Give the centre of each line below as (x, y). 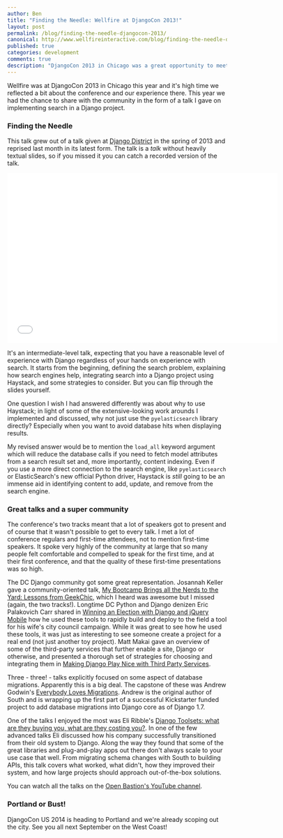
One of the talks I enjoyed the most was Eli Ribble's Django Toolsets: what (113, 721)
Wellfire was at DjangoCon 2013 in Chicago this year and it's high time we (113, 85)
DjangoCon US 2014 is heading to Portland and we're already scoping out (113, 819)
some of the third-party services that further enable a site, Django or (106, 649)
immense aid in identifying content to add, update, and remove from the (110, 484)
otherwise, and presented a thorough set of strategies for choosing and (110, 657)
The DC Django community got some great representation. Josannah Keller (115, 583)
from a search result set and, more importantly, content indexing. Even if (111, 461)
